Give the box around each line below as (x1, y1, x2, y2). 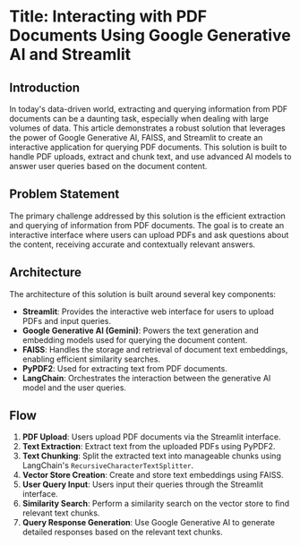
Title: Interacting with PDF (9, 6, 208, 27)
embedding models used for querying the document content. (21, 334, 248, 346)
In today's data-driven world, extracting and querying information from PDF (9, 104, 288, 114)
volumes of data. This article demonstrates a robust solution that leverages (9, 123, 286, 133)
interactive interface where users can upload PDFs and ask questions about (9, 229, 289, 240)
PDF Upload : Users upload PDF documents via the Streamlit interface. (21, 431, 281, 442)
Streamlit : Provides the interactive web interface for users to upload (21, 306, 275, 317)
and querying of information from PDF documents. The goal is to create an (9, 219, 285, 230)
